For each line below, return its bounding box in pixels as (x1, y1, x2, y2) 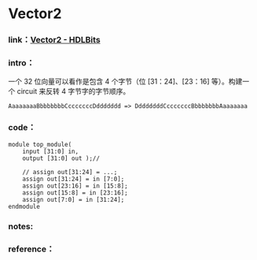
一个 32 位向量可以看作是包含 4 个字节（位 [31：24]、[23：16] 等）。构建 (8, 76, 243, 87)
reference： (8, 243, 55, 254)
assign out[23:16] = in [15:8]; (22, 182, 128, 190)
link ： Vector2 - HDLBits (8, 35, 101, 46)
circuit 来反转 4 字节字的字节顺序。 (17, 87, 130, 96)
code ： (8, 122, 37, 133)
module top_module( (8, 140, 72, 148)
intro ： (8, 58, 35, 69)
